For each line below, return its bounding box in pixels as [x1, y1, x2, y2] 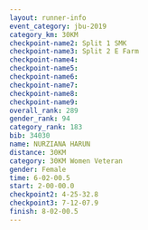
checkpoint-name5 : [9, 64, 79, 73]
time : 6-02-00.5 [9, 173, 70, 182]
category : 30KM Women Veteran [9, 156, 124, 166]
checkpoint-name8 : [9, 89, 79, 98]
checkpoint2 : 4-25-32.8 [9, 190, 99, 199]
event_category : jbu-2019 [9, 22, 106, 31]
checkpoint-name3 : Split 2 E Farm [9, 47, 140, 56]
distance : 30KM [9, 148, 67, 157]
